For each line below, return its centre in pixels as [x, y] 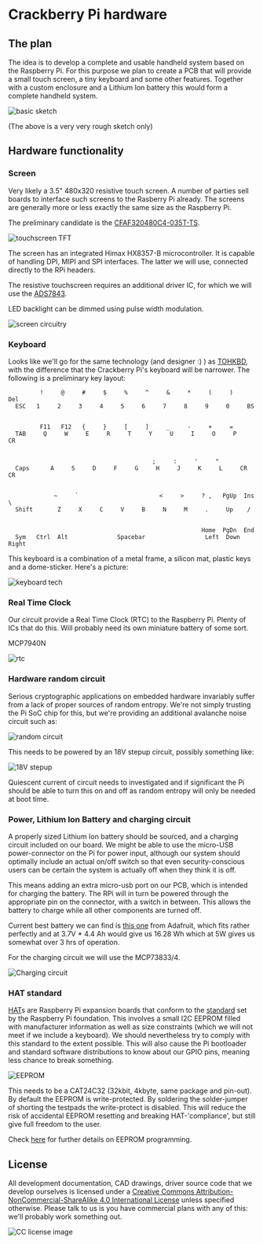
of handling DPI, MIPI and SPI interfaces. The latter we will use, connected [128, 261]
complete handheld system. [53, 96]
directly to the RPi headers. [52, 270]
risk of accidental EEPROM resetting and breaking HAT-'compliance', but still [132, 1116]
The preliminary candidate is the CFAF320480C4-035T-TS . [104, 223]
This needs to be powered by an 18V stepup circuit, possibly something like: [131, 751]
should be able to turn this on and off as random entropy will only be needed [132, 790]
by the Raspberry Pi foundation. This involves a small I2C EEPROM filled [124, 1019]
